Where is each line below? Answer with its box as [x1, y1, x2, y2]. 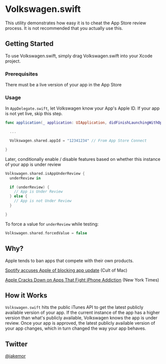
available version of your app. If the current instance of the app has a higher [5, 309, 160, 316]
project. [5, 58, 21, 64]
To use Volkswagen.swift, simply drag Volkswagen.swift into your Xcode [5, 53, 153, 59]
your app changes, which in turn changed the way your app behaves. [5, 325, 147, 331]
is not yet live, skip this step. [5, 111, 63, 117]
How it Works [5, 291, 47, 299]
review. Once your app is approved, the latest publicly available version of [5, 320, 156, 326]
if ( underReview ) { [9, 185, 50, 190]
